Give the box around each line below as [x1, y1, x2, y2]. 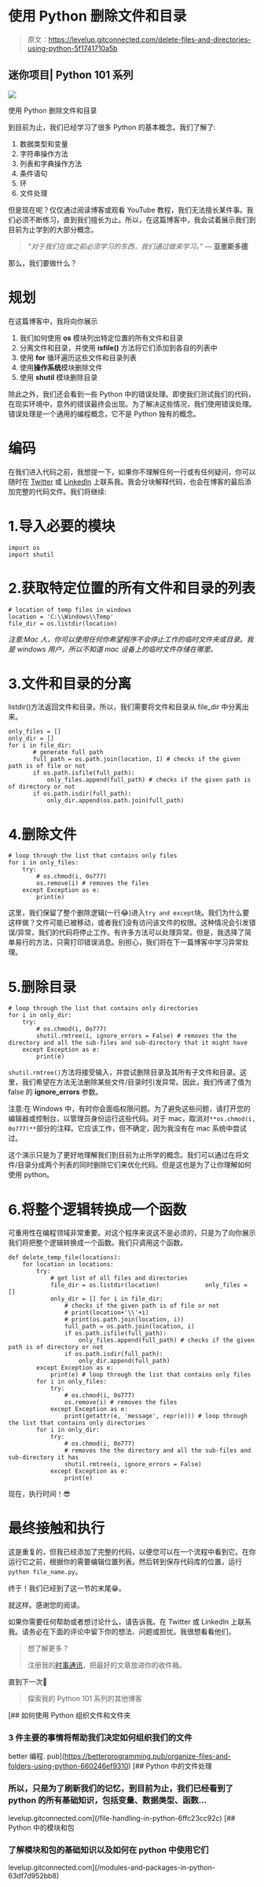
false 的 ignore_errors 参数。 [8, 1087, 103, 1097]
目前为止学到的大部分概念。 [8, 225, 98, 234]
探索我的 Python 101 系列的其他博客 [27, 1694, 143, 1703]
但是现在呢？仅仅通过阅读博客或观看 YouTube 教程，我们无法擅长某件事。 [8, 205, 247, 214]
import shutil [8, 551, 55, 559]
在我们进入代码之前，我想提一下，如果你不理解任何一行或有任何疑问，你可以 [8, 466, 256, 477]
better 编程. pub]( [8, 1751, 65, 1761]
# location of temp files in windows [8, 606, 132, 614]
